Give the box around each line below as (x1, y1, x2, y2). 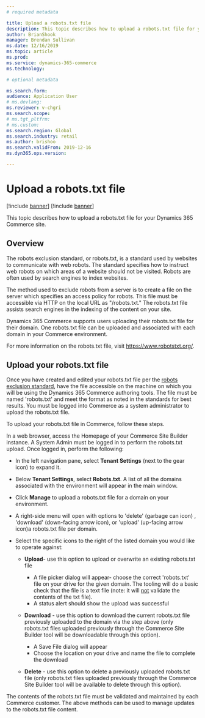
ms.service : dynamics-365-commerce (6, 59, 97, 66)
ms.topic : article (6, 48, 53, 55)
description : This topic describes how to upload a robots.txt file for (6, 26, 195, 32)
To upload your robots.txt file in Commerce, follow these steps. (6, 421, 165, 428)
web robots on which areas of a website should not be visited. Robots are (6, 267, 191, 275)
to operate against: (15, 544, 63, 551)
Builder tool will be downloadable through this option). (24, 631, 160, 638)
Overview (6, 238, 45, 249)
